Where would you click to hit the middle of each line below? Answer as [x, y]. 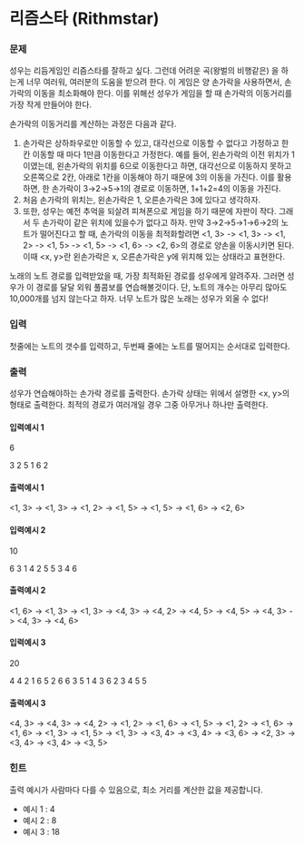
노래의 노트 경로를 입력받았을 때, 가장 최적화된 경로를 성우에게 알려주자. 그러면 [147, 276]
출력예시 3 [28, 703]
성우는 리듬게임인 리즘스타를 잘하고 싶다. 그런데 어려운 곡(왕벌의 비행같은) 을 [144, 71]
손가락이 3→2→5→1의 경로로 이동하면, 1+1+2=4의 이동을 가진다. [166, 189]
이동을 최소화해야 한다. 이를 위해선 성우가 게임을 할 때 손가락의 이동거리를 [163, 93]
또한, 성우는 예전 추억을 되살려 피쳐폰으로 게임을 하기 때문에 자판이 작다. [149, 211]
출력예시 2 [28, 590]
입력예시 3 [28, 643]
